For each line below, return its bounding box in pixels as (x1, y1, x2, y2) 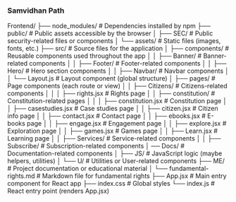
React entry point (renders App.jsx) (7, 186, 110, 196)
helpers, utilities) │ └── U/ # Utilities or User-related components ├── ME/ (7, 157, 225, 165)
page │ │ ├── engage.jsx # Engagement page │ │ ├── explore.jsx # (27, 119, 227, 128)
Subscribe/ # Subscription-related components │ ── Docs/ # (7, 142, 185, 150)
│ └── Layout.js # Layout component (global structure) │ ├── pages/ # (7, 74, 216, 83)
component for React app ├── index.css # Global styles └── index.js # (7, 179, 215, 188)
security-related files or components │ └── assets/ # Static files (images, (7, 37, 221, 45)
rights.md (7, 172, 35, 180)
